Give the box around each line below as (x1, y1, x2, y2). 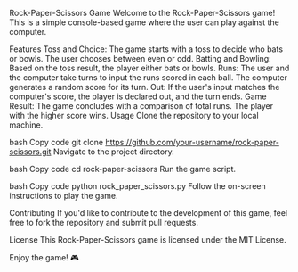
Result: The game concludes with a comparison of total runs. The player (9, 101, 274, 111)
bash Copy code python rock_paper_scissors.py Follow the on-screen (9, 181, 266, 191)
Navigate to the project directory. (52, 146, 175, 157)
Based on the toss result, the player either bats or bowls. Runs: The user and (9, 62, 290, 73)
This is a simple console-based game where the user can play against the (9, 17, 280, 28)
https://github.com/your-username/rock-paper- (105, 137, 280, 147)
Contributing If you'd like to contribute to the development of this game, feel (9, 208, 287, 218)
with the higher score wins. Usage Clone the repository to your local (9, 111, 260, 120)
